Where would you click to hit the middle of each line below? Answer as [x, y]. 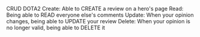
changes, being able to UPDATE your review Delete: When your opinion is [98, 21]
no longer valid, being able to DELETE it [56, 27]
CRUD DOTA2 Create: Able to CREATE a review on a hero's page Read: [95, 9]
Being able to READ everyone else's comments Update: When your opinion [100, 15]
